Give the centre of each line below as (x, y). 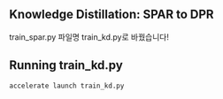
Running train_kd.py (66, 65)
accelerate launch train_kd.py (67, 86)
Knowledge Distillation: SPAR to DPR (111, 15)
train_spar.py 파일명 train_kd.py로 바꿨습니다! (89, 37)
